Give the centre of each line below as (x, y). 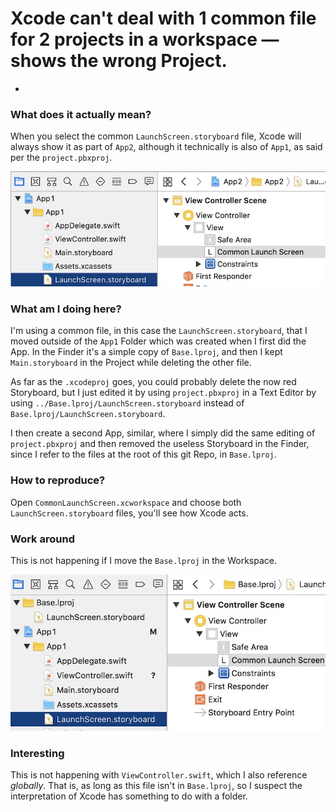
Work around (42, 539)
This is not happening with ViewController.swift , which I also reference (159, 775)
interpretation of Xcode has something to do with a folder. (129, 796)
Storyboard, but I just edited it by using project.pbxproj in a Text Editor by (163, 393)
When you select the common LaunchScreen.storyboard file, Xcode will (156, 136)
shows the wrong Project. (119, 61)
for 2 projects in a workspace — (145, 39)
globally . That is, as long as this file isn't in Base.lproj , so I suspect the (156, 786)
